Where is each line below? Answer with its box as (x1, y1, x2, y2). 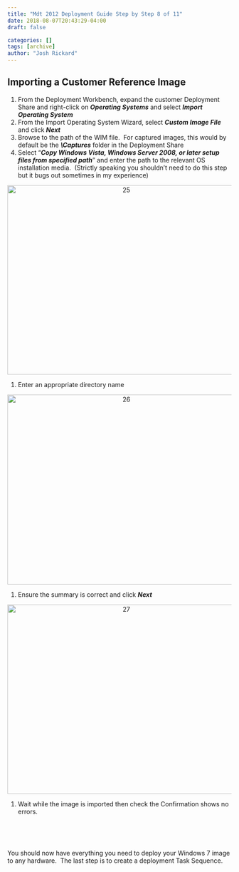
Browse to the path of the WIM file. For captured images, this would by (17, 133, 227, 141)
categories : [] (7, 36, 53, 43)
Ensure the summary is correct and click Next (17, 590, 153, 599)
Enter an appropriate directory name (17, 380, 124, 389)
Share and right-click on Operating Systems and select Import (17, 103, 203, 111)
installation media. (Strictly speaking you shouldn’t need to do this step (17, 163, 228, 172)
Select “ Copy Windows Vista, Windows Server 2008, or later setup (17, 148, 220, 157)
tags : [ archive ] (7, 43, 55, 51)
